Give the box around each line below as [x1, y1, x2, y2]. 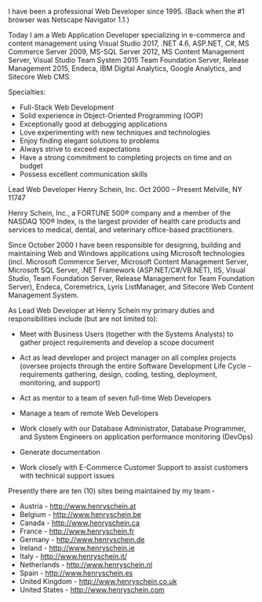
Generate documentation [19, 448, 100, 456]
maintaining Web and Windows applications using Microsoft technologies [8, 249, 246, 258]
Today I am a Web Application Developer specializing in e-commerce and [8, 31, 246, 39]
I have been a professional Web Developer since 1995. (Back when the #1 [8, 7, 245, 16]
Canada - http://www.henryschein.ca [19, 519, 140, 527]
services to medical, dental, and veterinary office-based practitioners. [8, 225, 235, 235]
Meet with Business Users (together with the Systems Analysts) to [19, 330, 234, 338]
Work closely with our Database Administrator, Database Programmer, [19, 424, 246, 433]
